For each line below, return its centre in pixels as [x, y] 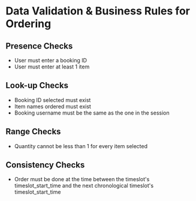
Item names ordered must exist [52, 106]
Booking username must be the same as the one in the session [92, 113]
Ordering [28, 24]
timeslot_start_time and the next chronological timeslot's [84, 186]
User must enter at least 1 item [52, 67]
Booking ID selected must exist [52, 100]
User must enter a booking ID [51, 60]
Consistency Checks [45, 165]
